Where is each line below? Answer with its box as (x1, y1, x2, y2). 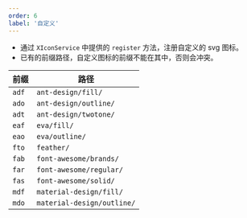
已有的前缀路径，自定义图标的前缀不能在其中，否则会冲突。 (19, 52, 218, 62)
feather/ (36, 142, 70, 152)
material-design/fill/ (36, 187, 123, 196)
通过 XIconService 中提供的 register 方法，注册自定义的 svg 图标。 (19, 42, 244, 52)
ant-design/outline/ (36, 98, 115, 108)
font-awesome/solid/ (36, 176, 115, 185)
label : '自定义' (8, 19, 60, 27)
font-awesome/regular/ (36, 165, 123, 174)
